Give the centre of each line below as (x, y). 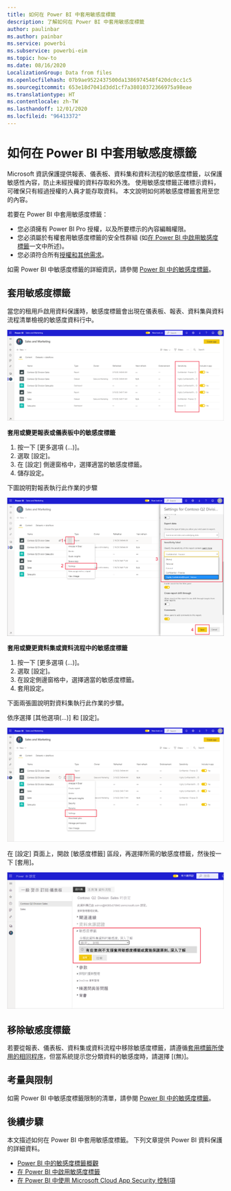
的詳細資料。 (25, 1148)
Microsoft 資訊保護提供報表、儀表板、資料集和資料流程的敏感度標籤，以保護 (115, 174)
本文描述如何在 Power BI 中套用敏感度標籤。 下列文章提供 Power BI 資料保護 (115, 1139)
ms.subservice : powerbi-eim (47, 51)
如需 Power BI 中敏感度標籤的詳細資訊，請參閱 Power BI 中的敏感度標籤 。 (111, 269)
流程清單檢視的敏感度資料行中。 (52, 320)
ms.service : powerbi (37, 44)
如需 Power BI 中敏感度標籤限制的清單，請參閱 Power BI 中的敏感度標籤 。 (111, 1098)
